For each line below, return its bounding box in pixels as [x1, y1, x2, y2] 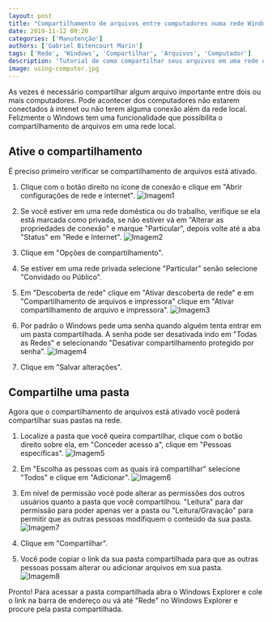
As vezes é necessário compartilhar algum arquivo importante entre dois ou [8, 87, 261, 96]
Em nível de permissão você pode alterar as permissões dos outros [19, 488, 245, 498]
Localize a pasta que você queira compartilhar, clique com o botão [19, 431, 243, 441]
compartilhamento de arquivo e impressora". [19, 305, 169, 314]
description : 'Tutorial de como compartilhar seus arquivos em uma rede [8, 58, 259, 66]
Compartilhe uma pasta [8, 386, 130, 399]
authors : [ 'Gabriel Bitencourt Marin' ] [8, 42, 143, 50]
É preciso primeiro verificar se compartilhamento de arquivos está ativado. [8, 166, 257, 176]
